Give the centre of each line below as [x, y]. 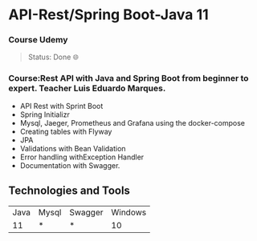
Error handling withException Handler [82, 157]
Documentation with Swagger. [70, 165]
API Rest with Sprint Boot [61, 106]
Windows [129, 212]
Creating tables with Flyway [66, 131]
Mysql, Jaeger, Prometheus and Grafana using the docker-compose [133, 123]
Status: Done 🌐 [53, 57]
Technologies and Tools [69, 191]
